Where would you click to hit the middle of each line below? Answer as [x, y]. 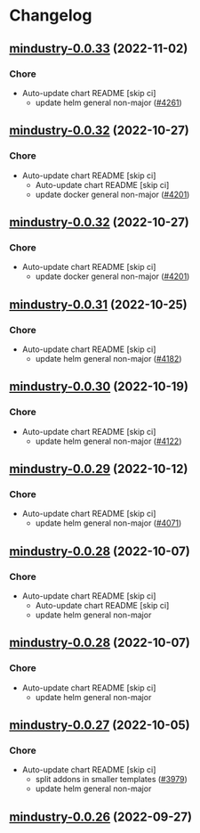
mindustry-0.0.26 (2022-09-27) [101, 817]
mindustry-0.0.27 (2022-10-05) [100, 726]
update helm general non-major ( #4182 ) [108, 358]
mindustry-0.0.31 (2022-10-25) [99, 304]
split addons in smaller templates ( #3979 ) [112, 780]
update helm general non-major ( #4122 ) [108, 441]
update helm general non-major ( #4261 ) [108, 102]
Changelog [51, 16]
